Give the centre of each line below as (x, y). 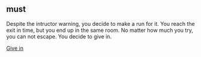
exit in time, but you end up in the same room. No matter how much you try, (100, 30)
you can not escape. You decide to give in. (59, 36)
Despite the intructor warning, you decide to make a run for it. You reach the (100, 23)
